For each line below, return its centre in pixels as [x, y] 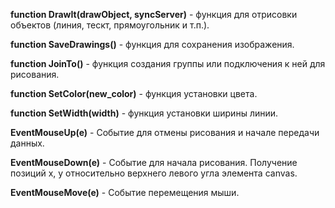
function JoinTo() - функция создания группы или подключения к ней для [168, 63]
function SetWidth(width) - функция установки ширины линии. [144, 113]
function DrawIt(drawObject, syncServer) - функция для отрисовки [154, 14]
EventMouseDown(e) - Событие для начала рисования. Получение [154, 162]
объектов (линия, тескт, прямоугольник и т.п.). [110, 25]
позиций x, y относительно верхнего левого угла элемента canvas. [154, 173]
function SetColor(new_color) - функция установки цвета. [134, 93]
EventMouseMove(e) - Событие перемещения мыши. [125, 192]
